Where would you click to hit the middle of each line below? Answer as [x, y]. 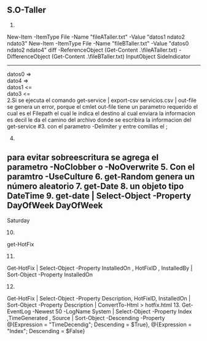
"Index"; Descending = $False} [46, 331]
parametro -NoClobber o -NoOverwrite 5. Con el [101, 167]
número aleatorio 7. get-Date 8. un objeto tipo [96, 186]
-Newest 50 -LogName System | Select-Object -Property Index [112, 311]
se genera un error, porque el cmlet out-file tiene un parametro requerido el [103, 106]
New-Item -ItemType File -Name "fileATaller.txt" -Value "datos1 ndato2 [96, 37]
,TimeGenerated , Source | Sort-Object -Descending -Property [86, 318]
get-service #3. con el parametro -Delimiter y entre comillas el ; [87, 126]
